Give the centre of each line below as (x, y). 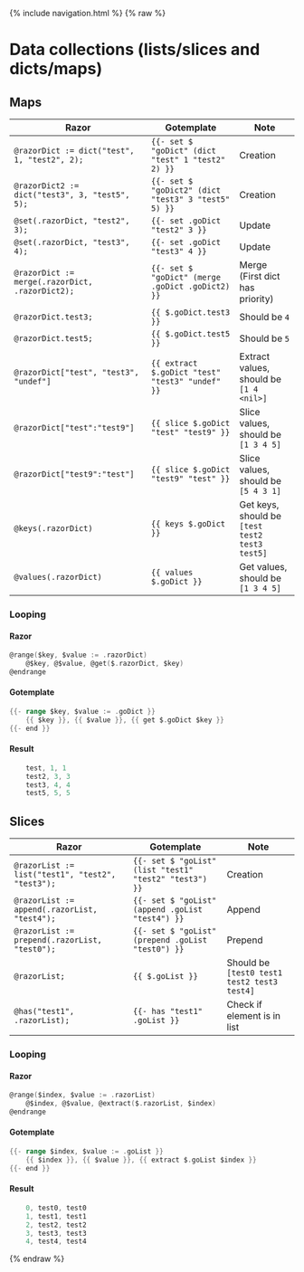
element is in (254, 1016)
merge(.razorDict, (53, 282)
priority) (256, 299)
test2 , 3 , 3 (48, 776)
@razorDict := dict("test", (74, 151)
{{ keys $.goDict (188, 524)
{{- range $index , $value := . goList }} (87, 1152)
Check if (244, 1005)
